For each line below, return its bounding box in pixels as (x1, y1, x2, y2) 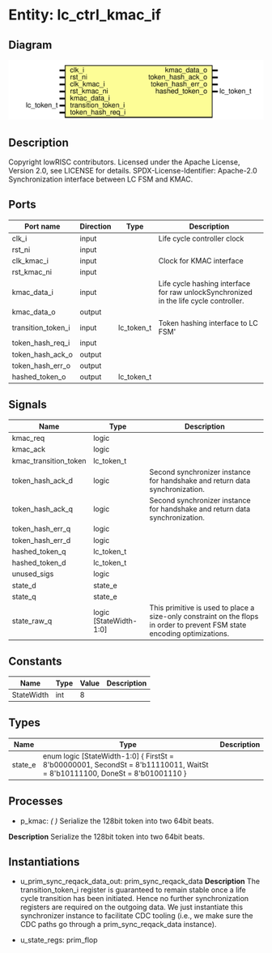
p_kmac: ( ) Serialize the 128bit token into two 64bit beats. (19, 816, 215, 826)
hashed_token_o (11, 372, 66, 382)
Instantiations (8, 855, 80, 869)
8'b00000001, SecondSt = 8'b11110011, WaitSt (43, 760, 209, 770)
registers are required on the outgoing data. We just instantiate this (19, 902, 244, 912)
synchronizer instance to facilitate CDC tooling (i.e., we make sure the (19, 911, 253, 921)
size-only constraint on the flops (149, 612, 259, 622)
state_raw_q (11, 616, 53, 626)
